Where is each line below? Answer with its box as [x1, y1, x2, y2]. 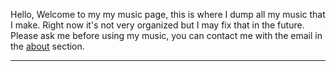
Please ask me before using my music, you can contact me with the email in [10, 30, 323, 41]
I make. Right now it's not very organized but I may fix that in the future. [10, 19, 305, 31]
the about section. [10, 40, 85, 52]
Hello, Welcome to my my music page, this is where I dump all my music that [10, 9, 326, 20]
